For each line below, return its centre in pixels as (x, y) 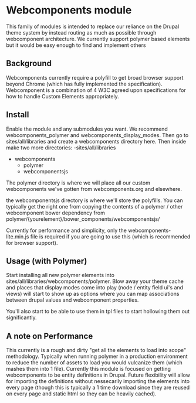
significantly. (21, 317)
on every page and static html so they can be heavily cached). (81, 394)
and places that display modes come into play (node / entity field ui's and (95, 288)
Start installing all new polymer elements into (60, 275)
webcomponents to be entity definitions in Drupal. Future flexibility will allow (98, 375)
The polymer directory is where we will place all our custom (78, 183)
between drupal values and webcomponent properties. (72, 300)
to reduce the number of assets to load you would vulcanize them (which (94, 363)
